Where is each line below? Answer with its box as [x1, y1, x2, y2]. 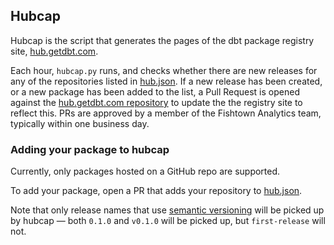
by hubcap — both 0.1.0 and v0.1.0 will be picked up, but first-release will [10, 215, 326, 227]
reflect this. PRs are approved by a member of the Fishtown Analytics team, [10, 107, 322, 119]
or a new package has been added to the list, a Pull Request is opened [10, 85, 300, 98]
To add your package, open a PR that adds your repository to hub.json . [10, 185, 303, 197]
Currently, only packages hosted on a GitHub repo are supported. [10, 165, 281, 178]
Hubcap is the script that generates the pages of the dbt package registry [10, 34, 315, 46]
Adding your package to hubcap [10, 142, 170, 156]
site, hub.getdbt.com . [10, 45, 99, 57]
